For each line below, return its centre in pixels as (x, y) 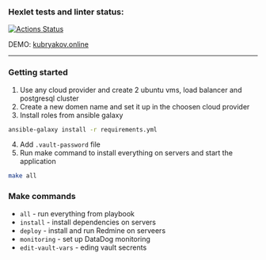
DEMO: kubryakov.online (49, 44)
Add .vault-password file (60, 144)
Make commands (42, 197)
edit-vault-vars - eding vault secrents (83, 247)
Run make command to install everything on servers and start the (126, 153)
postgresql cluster (49, 98)
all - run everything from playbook (77, 213)
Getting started (38, 72)
